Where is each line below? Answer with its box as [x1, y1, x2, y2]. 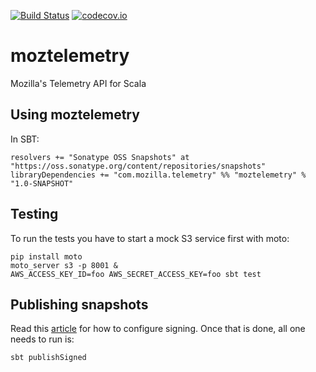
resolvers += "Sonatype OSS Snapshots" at [10, 152, 190, 162]
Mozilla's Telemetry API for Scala [10, 77, 147, 89]
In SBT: [10, 133, 40, 145]
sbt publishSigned [10, 353, 87, 363]
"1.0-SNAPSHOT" [10, 178, 74, 189]
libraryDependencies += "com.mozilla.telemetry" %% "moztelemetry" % [10, 170, 307, 180]
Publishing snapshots [10, 296, 149, 313]
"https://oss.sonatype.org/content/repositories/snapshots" [10, 161, 267, 171]
